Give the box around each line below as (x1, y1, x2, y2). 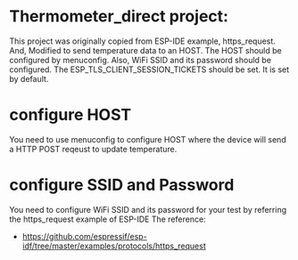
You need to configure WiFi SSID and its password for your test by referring (9, 204, 287, 215)
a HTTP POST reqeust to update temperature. (9, 143, 178, 154)
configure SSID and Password (9, 175, 235, 195)
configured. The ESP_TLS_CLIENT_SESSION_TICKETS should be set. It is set (9, 64, 290, 75)
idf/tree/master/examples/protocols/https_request (21, 240, 207, 251)
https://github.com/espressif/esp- (21, 231, 147, 241)
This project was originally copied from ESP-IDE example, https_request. (9, 36, 277, 46)
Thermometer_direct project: (9, 6, 229, 27)
